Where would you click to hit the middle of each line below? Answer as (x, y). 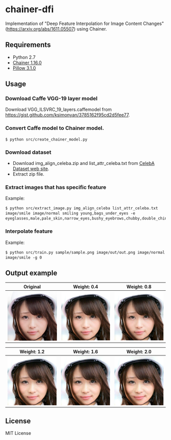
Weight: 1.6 (85, 351)
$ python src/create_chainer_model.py (46, 139)
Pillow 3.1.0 (24, 68)
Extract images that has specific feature (56, 187)
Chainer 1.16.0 (27, 63)
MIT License (18, 433)
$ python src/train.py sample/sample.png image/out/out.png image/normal (85, 252)
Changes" (153, 23)
